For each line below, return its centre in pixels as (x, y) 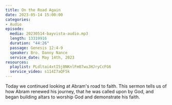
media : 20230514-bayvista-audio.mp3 (49, 34)
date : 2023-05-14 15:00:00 (34, 15)
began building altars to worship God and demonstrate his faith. (73, 97)
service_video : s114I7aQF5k (40, 72)
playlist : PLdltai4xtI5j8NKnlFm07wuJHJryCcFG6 (61, 67)
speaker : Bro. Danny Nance (39, 52)
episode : (15, 29)
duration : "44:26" (30, 43)
